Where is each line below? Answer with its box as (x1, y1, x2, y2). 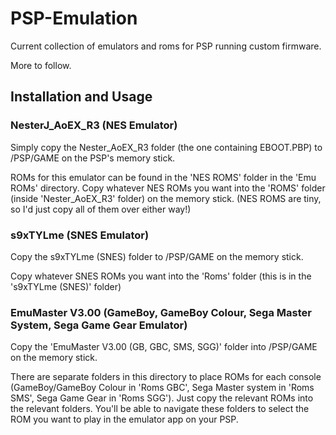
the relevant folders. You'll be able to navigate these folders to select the (10, 403, 310, 415)
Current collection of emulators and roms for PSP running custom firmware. (10, 40, 322, 52)
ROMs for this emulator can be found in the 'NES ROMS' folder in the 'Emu (10, 171, 317, 183)
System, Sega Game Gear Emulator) (10, 318, 188, 332)
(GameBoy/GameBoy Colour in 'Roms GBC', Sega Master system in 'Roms (10, 382, 315, 394)
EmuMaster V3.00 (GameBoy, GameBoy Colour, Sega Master (10, 305, 312, 319)
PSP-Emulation (10, 7, 138, 30)
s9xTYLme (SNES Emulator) (10, 228, 150, 242)
